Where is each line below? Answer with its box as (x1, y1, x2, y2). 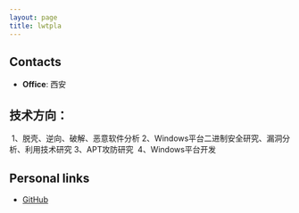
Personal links (9, 170, 90, 185)
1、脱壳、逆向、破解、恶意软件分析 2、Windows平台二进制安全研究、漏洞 (11, 133, 283, 143)
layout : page (9, 12, 58, 22)
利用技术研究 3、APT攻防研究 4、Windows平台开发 (24, 144, 217, 155)
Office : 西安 (21, 79, 67, 90)
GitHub (21, 193, 49, 205)
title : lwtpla (9, 21, 62, 30)
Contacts (9, 54, 62, 70)
